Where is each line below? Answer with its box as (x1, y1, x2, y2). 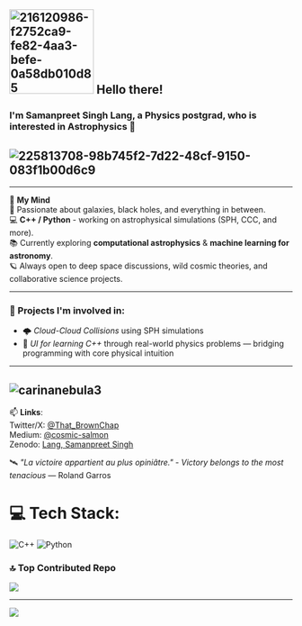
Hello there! (95, 82, 164, 97)
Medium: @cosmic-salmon (9, 430, 110, 440)
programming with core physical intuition (22, 348, 174, 358)
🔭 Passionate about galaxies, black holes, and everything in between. (9, 204, 266, 215)
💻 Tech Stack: (9, 504, 120, 523)
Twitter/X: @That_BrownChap (9, 420, 120, 431)
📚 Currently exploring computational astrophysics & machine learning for (9, 238, 289, 249)
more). (9, 227, 34, 239)
